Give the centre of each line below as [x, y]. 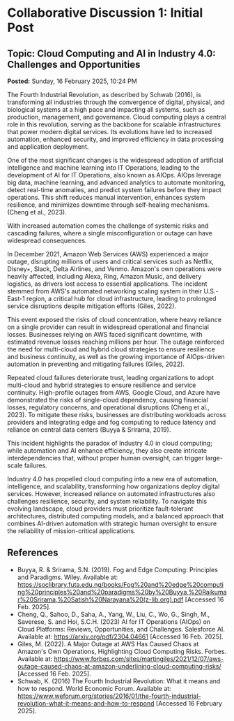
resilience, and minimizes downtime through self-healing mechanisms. [108, 205]
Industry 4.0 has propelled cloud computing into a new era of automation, [112, 479]
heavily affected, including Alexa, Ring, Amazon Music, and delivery [104, 276]
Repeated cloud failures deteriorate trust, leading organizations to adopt [111, 378]
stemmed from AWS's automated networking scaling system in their [105, 291]
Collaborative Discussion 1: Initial [105, 13]
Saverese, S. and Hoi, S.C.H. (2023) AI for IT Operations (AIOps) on [114, 621]
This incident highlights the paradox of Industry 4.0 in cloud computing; [110, 443]
